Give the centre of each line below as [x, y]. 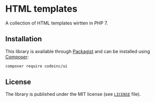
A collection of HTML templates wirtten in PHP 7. [57, 23]
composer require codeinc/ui [36, 66]
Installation [24, 39]
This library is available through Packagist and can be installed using [78, 51]
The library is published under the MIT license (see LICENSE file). [73, 94]
